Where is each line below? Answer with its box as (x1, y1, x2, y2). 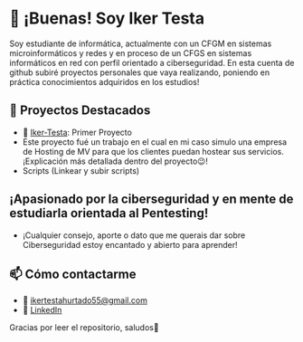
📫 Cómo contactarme (9, 266, 137, 281)
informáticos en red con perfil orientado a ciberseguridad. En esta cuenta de (9, 57, 295, 68)
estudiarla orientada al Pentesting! (9, 205, 209, 221)
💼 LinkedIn (22, 305, 62, 316)
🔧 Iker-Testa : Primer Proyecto (22, 127, 133, 138)
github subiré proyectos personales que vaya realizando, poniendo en (9, 67, 270, 78)
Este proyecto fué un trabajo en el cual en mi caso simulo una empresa (22, 136, 288, 147)
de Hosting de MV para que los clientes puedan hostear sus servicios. (22, 146, 285, 157)
